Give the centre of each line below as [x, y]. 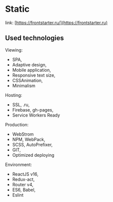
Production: [17, 124]
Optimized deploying [33, 155]
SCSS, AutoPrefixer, [32, 144]
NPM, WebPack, [29, 139]
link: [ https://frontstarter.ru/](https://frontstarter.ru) [56, 23]
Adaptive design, [29, 64]
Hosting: [14, 95]
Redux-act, [23, 179]
